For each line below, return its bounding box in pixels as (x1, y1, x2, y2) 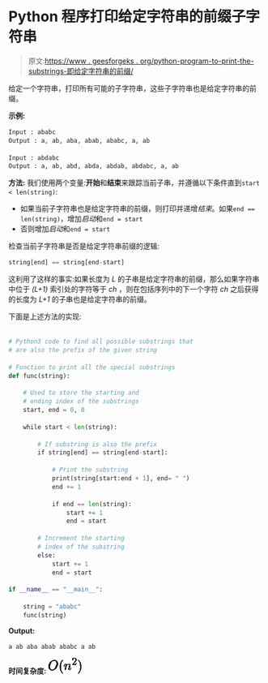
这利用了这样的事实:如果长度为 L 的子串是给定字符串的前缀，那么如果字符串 (8, 274, 260, 284)
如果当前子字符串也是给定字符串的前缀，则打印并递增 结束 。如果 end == (19, 204, 255, 213)
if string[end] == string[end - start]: (37, 449, 168, 457)
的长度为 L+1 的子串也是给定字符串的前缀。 (8, 294, 151, 304)
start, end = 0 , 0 (23, 406, 85, 415)
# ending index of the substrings (23, 397, 139, 406)
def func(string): (8, 372, 70, 380)
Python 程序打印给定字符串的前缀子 (8, 7, 246, 26)
